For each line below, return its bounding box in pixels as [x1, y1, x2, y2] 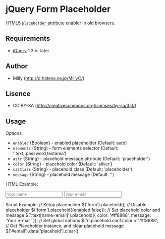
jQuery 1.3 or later [12, 47, 50, 53]
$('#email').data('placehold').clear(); [5, 228, 80, 234]
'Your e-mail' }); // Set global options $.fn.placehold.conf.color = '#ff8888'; [5, 218, 159, 224]
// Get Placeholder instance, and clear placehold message [5, 223, 124, 229]
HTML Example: [5, 181, 39, 187]
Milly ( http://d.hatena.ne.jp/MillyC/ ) [12, 75, 85, 81]
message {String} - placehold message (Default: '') [12, 171, 114, 177]
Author [5, 62, 28, 71]
